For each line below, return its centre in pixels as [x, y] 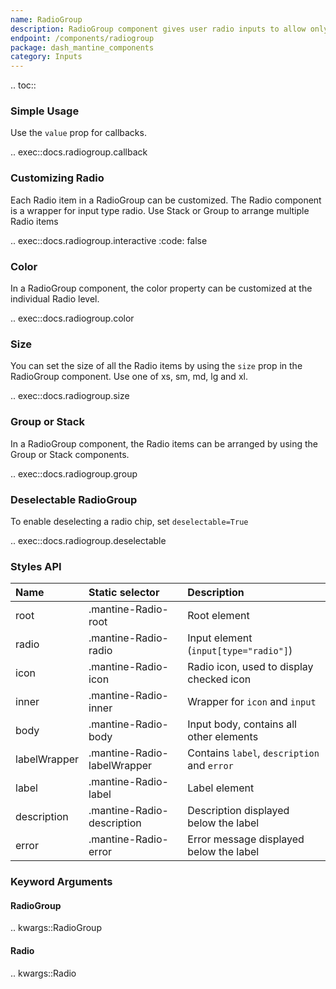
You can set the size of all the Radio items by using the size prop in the [156, 366]
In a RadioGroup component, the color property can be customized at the [161, 288]
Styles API [36, 566]
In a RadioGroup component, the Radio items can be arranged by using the [164, 443]
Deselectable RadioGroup [74, 499]
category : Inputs [46, 57]
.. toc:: [23, 85]
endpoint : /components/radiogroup [82, 38]
